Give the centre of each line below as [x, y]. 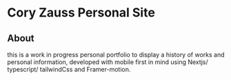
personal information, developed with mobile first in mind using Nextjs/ [108, 62]
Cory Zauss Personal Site [81, 13]
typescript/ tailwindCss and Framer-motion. [69, 69]
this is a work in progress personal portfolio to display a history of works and [116, 54]
